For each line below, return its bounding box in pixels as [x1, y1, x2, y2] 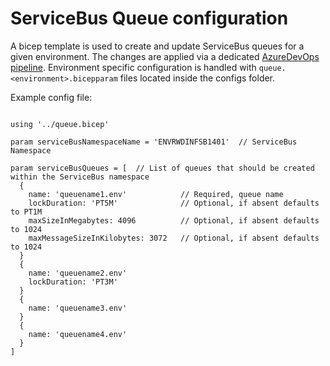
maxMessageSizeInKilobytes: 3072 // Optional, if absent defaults [28, 233, 320, 243]
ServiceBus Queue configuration [10, 7, 289, 30]
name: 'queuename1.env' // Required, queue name [28, 189, 284, 199]
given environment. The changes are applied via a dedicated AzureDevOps [10, 50, 320, 62]
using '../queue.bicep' [10, 119, 110, 129]
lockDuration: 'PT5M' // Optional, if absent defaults [28, 198, 320, 208]
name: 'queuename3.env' [28, 303, 128, 313]
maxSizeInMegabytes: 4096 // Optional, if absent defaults [28, 215, 320, 226]
